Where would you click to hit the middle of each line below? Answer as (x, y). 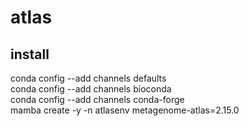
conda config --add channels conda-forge (97, 99)
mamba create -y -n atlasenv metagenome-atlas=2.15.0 (125, 110)
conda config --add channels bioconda (91, 89)
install (30, 54)
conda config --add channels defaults (88, 78)
